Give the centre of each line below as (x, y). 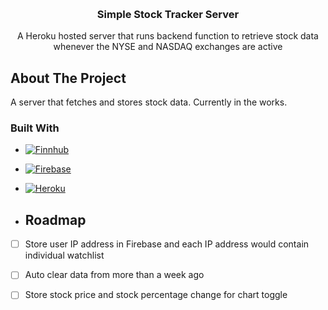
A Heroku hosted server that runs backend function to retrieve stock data (168, 36)
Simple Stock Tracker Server (168, 14)
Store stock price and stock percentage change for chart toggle (156, 295)
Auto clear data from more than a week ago (114, 275)
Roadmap (55, 219)
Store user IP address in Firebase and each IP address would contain (167, 244)
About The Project (68, 78)
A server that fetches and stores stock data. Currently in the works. (149, 102)
